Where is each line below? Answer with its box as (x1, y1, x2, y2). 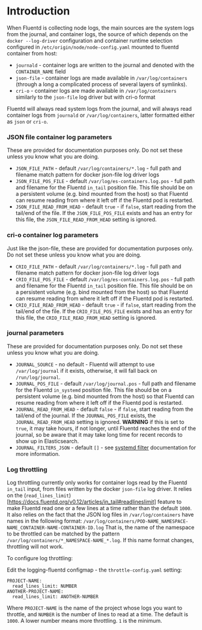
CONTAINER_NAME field (15, 67, 66, 75)
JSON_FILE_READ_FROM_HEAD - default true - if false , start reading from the (15, 203, 196, 210)
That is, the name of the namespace (105, 524, 195, 531)
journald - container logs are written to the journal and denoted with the (15, 61, 195, 69)
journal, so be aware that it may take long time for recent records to (15, 431, 183, 438)
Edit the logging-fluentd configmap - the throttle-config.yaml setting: (7, 566, 182, 573)
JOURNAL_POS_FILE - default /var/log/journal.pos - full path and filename (15, 379, 196, 387)
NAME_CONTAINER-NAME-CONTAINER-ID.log (7, 525, 104, 531)
